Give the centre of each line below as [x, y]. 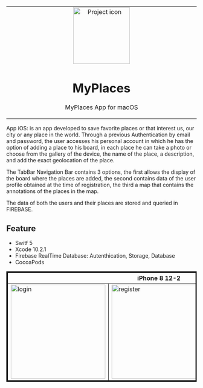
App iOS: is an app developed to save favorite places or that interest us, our [100, 129]
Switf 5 [24, 243]
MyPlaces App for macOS [101, 107]
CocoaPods [30, 262]
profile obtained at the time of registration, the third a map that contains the [100, 185]
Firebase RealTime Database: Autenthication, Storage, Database [95, 256]
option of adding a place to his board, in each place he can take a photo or [99, 148]
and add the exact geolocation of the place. [60, 161]
